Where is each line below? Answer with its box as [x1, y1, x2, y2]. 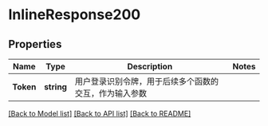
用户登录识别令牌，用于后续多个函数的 [74, 76, 219, 87]
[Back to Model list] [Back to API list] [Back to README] [8, 109, 191, 118]
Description [127, 61, 173, 72]
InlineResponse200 [8, 6, 141, 24]
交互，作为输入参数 [74, 88, 148, 99]
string [43, 81, 68, 93]
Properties [8, 37, 62, 51]
